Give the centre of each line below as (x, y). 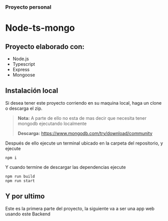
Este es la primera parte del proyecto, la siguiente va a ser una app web (80, 208)
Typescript (24, 64)
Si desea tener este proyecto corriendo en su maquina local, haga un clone (83, 103)
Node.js (21, 59)
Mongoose (24, 75)
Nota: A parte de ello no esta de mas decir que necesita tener (82, 118)
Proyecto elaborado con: (45, 47)
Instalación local (32, 91)
